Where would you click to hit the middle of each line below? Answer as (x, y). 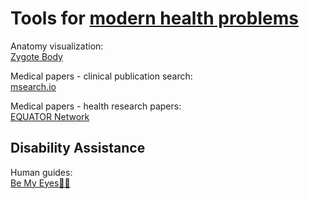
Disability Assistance (78, 148)
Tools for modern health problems (154, 18)
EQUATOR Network (50, 116)
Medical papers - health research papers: (96, 106)
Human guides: (41, 172)
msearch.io (33, 86)
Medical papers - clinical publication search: (101, 76)
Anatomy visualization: (57, 46)
